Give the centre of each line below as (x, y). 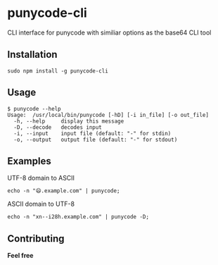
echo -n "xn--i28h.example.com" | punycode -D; (78, 217)
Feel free (20, 256)
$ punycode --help (34, 109)
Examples (29, 161)
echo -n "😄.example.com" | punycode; (64, 191)
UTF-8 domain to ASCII (41, 178)
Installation (32, 55)
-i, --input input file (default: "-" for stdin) (92, 133)
